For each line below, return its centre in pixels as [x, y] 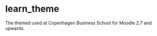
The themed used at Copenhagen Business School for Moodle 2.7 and [78, 23]
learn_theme [32, 9]
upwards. [15, 28]
